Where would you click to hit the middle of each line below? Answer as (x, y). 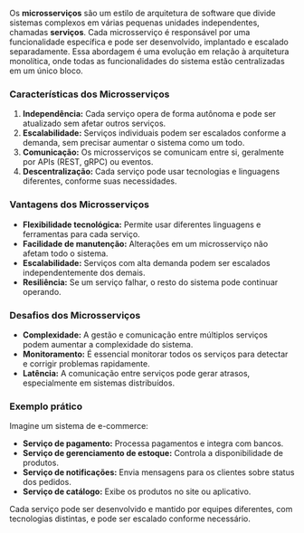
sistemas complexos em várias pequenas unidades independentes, (134, 23)
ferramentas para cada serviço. (81, 233)
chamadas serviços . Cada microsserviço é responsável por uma (130, 32)
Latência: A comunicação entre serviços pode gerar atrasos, (136, 373)
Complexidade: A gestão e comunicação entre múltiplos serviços (145, 335)
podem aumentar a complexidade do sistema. (108, 344)
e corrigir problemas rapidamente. (86, 363)
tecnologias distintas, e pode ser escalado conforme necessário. (130, 519)
